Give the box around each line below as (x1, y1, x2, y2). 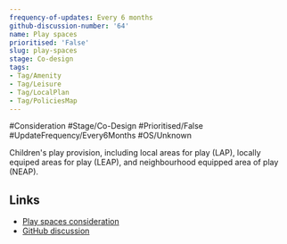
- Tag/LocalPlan (9, 88, 70, 97)
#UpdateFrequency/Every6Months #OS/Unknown (9, 130, 192, 141)
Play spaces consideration (21, 216, 119, 227)
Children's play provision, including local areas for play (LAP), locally (9, 147, 261, 158)
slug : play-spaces (9, 46, 78, 55)
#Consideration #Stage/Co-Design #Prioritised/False (9, 121, 203, 131)
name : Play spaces (9, 29, 78, 38)
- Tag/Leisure (9, 80, 62, 88)
